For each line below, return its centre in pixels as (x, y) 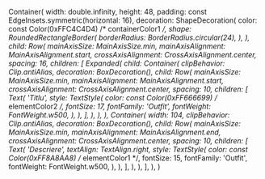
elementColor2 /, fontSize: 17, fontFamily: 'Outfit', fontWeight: (110, 106)
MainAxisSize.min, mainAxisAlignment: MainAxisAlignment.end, (115, 132)
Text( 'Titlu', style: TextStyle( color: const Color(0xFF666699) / (113, 98)
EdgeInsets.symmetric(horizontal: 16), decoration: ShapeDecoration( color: (133, 20)
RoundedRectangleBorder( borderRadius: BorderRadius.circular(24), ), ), (129, 37)
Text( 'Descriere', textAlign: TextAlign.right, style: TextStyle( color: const (128, 149)
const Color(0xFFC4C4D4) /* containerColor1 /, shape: (100, 29)
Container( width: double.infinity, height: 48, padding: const (108, 12)
